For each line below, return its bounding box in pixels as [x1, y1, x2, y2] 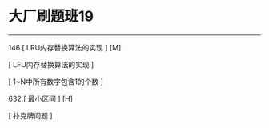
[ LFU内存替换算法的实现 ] [8, 59, 94, 69]
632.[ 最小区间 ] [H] [8, 94, 74, 103]
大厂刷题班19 [8, 7, 94, 26]
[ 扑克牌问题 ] [8, 110, 54, 120]
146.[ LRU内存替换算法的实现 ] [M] [8, 42, 122, 52]
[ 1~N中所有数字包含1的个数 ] [8, 77, 104, 86]
